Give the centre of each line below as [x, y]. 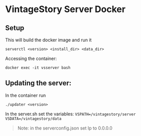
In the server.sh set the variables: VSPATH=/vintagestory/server [70, 114]
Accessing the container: [31, 58]
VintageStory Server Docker [65, 9]
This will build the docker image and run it [48, 40]
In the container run [26, 95]
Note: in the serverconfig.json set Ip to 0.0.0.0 [65, 128]
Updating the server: [38, 83]
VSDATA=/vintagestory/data [33, 119]
